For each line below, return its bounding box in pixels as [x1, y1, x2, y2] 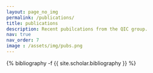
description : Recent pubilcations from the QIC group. [6, 26, 148, 32]
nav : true [6, 32, 32, 38]
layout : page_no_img [6, 9, 59, 15]
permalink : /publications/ [6, 15, 75, 21]
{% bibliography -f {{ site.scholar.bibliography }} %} [6, 59, 137, 67]
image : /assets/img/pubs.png [6, 43, 83, 49]
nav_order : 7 [6, 37, 39, 43]
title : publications [6, 20, 59, 26]
